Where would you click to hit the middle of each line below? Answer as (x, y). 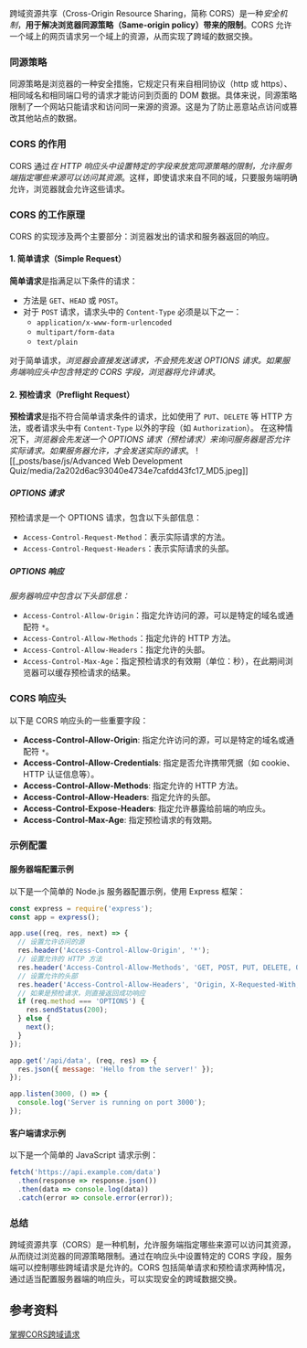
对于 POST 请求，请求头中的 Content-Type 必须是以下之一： (132, 312)
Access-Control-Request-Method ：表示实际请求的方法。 (126, 537)
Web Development (148, 461)
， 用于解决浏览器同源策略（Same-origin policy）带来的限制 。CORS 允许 (155, 25)
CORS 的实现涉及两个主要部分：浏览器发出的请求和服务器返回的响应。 (142, 236)
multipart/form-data (75, 333)
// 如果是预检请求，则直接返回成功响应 (82, 993)
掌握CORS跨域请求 (45, 1334)
